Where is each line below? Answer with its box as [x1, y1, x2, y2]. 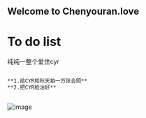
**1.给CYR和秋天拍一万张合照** [7, 78, 88, 84]
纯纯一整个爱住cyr [7, 57, 59, 66]
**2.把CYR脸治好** [7, 84, 57, 91]
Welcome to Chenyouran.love [7, 6, 140, 17]
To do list [7, 34, 61, 50]
